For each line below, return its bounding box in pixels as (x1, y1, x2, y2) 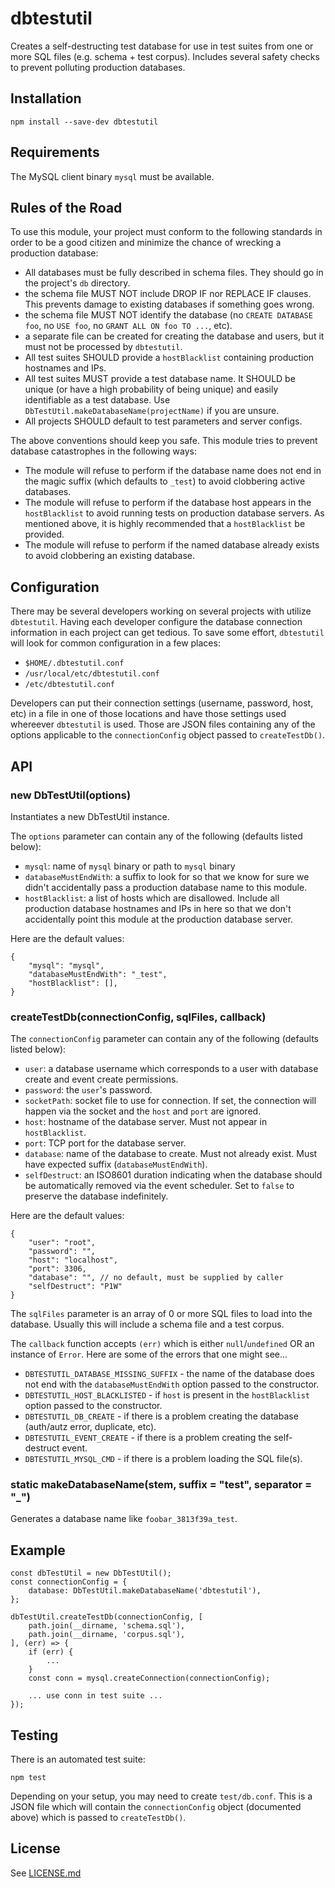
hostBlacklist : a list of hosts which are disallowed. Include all (24, 892, 280, 904)
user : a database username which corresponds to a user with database (24, 1063, 319, 1075)
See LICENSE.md (10, 1867, 82, 1879)
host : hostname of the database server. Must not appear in (24, 1116, 268, 1128)
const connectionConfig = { (10, 1577, 128, 1587)
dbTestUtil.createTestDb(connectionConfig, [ (10, 1612, 203, 1622)
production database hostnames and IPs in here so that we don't (24, 902, 292, 914)
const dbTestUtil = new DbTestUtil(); (10, 1568, 172, 1579)
